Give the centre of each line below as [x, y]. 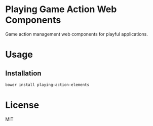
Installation [23, 73]
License [22, 105]
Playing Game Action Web [61, 9]
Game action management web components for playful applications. [76, 34]
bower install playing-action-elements [47, 85]
